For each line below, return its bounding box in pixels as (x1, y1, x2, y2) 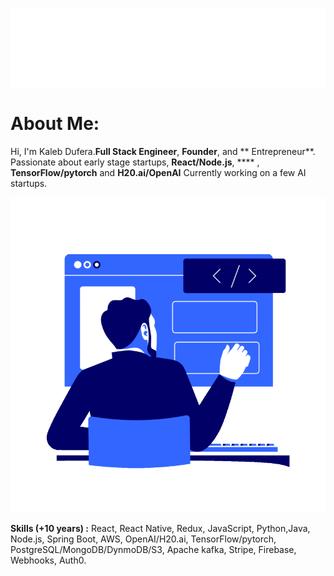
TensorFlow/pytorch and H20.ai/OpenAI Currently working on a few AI (10, 166, 307, 178)
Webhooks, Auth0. (10, 554, 87, 566)
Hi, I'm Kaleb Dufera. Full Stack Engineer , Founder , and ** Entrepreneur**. (10, 145, 316, 157)
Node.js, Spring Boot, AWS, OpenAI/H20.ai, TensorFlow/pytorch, (10, 533, 277, 545)
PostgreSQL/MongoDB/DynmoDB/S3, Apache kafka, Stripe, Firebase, (10, 543, 297, 555)
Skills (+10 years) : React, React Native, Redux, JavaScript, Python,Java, (10, 522, 311, 534)
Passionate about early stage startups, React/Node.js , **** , (10, 156, 260, 168)
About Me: (10, 113, 100, 135)
